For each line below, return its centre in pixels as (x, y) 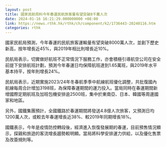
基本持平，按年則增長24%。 (34, 71)
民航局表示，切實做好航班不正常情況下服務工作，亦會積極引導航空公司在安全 (83, 59)
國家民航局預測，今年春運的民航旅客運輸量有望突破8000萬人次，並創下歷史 (82, 43)
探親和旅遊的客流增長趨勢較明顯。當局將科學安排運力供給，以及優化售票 (87, 134)
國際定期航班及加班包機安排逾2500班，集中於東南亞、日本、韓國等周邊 (82, 94)
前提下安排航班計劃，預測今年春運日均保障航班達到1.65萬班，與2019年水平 (81, 65)
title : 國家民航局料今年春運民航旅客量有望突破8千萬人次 (56, 14)
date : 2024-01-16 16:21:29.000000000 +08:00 (52, 19)
